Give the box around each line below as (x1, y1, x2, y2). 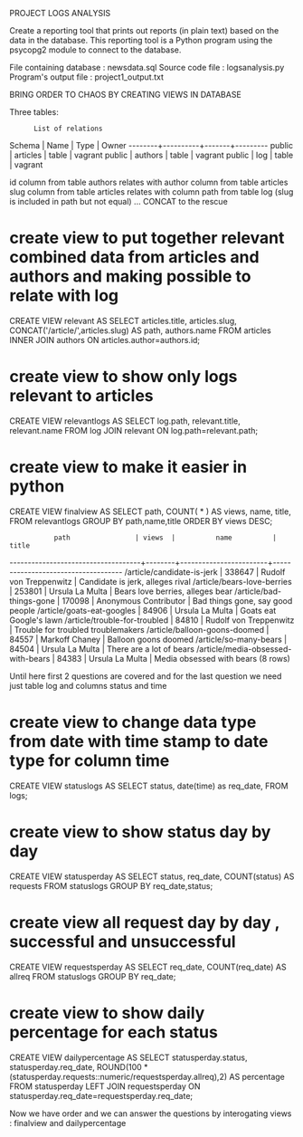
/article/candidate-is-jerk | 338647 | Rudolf (124, 566, 286, 578)
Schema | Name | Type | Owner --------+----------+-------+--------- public (9, 140, 294, 150)
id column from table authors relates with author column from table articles (9, 177, 289, 187)
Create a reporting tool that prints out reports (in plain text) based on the (9, 25, 279, 35)
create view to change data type (9, 712, 257, 732)
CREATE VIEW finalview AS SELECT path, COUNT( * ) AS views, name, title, (9, 506, 291, 517)
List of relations (33, 124, 103, 133)
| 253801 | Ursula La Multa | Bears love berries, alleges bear (9, 586, 233, 597)
